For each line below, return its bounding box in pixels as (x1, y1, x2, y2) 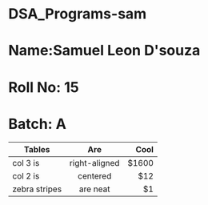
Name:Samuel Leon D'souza (8, 42, 201, 60)
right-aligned (69, 157, 120, 168)
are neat (78, 183, 110, 195)
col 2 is (12, 170, 40, 181)
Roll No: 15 (8, 78, 80, 96)
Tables (23, 143, 50, 155)
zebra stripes (12, 183, 62, 195)
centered (77, 170, 112, 181)
